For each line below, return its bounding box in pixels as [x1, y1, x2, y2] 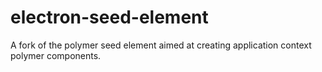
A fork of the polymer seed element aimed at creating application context [10, 39, 312, 51]
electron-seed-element [10, 6, 209, 29]
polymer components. [10, 49, 102, 61]
